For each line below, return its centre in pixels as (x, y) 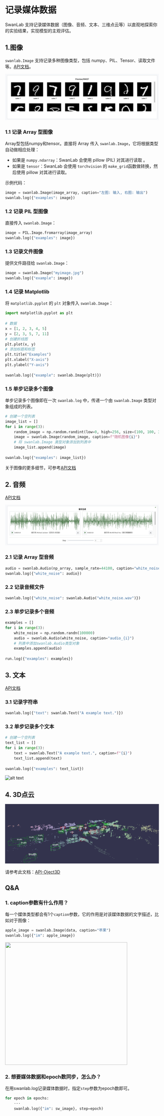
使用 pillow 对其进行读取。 (43, 173)
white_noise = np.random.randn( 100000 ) (54, 633)
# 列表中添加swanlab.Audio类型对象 (47, 643)
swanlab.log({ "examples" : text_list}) (44, 769)
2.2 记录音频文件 (25, 587)
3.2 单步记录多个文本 (30, 726)
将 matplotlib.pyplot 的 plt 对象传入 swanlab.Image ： (59, 303)
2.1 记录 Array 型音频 (30, 557)
